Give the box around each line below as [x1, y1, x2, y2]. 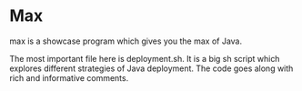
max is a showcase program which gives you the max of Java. [9, 35, 243, 46]
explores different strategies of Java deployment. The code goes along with [9, 63, 294, 74]
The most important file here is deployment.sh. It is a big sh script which [9, 53, 280, 64]
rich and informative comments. [9, 72, 129, 83]
